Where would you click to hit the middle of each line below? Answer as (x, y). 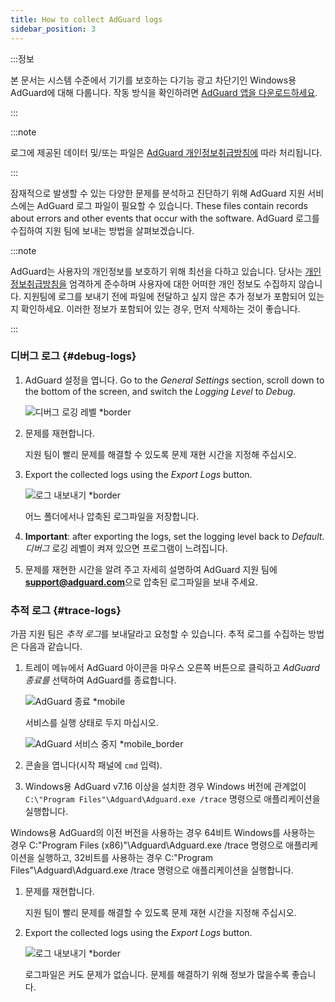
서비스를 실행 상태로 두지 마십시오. (91, 723)
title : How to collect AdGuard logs (86, 19)
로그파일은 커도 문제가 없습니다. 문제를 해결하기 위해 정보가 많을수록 (157, 975)
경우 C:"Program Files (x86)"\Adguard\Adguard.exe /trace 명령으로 (147, 845)
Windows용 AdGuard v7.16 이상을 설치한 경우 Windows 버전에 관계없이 (165, 787)
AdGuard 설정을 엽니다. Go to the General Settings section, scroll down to (174, 380)
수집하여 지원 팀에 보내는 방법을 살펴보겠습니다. (102, 230)
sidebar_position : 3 (53, 29)
